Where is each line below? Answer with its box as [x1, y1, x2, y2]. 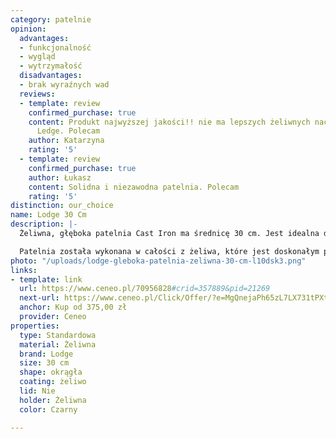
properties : [10, 321, 60, 331]
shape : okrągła [19, 367, 83, 378]
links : [10, 265, 38, 275]
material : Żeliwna [19, 339, 97, 350]
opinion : [10, 24, 47, 34]
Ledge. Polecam [36, 126, 101, 136]
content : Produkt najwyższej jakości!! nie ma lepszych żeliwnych [28, 117, 311, 127]
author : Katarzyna [28, 136, 105, 146]
